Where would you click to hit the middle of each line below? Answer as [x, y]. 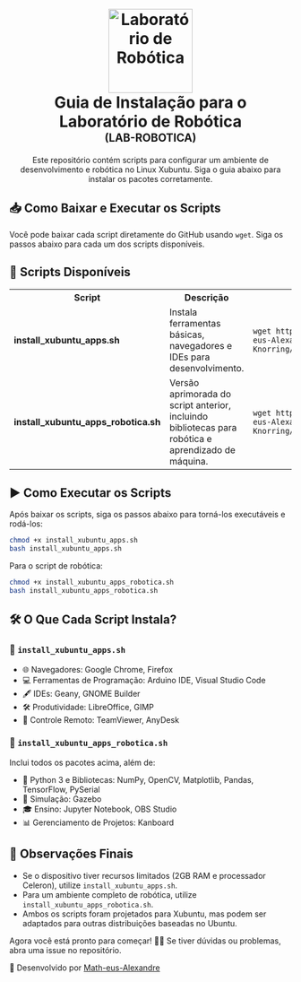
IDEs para [189, 357]
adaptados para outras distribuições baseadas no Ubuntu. [129, 923]
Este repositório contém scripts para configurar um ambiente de [150, 160]
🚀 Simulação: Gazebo [62, 799]
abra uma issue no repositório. [66, 950]
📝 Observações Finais [72, 854]
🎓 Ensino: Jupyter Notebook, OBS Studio [99, 809]
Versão [184, 382]
